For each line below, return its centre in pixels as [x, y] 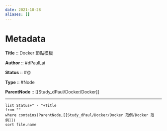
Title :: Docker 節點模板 [29, 53]
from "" [13, 110]
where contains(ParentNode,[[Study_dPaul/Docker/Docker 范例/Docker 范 [80, 115]
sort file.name [21, 125]
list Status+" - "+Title [31, 106]
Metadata [25, 39]
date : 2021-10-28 [23, 10]
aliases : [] [17, 14]
